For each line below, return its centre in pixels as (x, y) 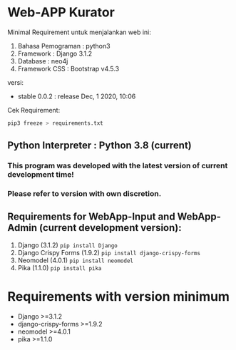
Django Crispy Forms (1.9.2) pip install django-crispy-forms (109, 252)
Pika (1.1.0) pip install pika (60, 267)
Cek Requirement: (34, 110)
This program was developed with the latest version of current (118, 166)
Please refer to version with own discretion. (84, 194)
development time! (41, 175)
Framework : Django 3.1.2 (55, 53)
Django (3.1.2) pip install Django (67, 245)
